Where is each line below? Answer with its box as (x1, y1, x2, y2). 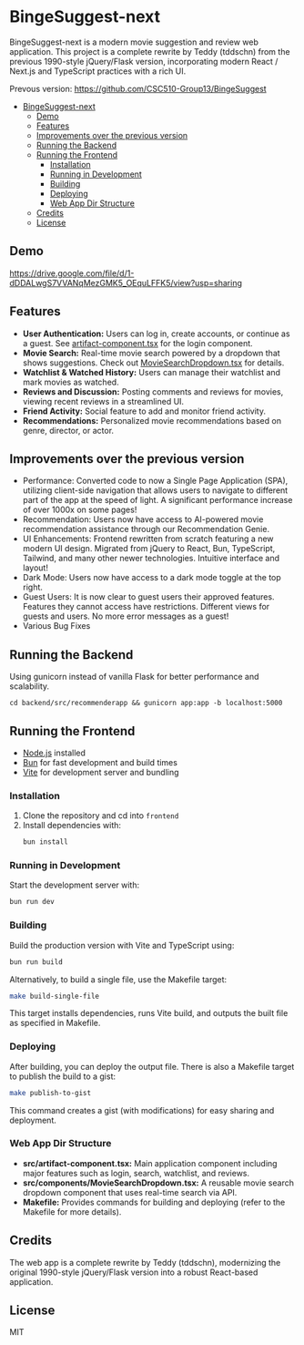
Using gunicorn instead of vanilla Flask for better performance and (9, 672, 259, 683)
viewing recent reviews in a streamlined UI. (22, 395, 185, 406)
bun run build (9, 957, 64, 967)
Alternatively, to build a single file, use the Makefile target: (9, 973, 228, 985)
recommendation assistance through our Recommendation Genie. (22, 524, 270, 535)
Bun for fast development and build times (22, 757, 177, 767)
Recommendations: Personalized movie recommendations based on (22, 415, 282, 426)
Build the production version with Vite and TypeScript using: (9, 939, 235, 950)
